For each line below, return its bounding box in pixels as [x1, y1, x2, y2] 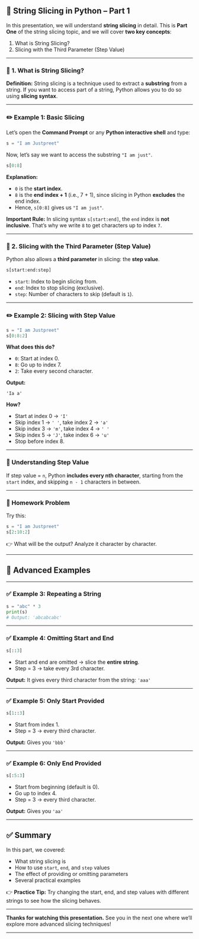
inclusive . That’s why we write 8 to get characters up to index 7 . [6, 222, 162, 229]
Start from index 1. [14, 721, 60, 728]
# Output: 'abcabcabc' [6, 614, 62, 620]
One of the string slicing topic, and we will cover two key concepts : [6, 28, 172, 35]
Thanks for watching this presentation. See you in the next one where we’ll [6, 914, 192, 921]
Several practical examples [14, 877, 81, 884]
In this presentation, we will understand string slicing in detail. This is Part [6, 21, 188, 29]
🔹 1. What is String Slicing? [6, 66, 85, 74]
